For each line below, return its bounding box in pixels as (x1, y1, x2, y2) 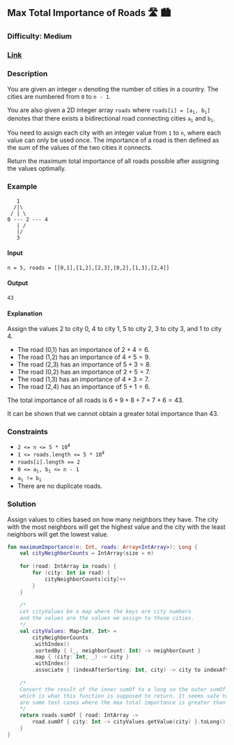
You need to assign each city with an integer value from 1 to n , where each (7, 129, 221, 137)
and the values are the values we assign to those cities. (19, 615, 195, 622)
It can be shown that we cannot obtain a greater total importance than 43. (7, 410, 219, 418)
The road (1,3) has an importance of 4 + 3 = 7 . (17, 375, 150, 383)
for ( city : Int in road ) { (32, 569, 111, 576)
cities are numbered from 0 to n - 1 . (7, 92, 111, 100)
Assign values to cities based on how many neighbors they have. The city (7, 515, 219, 523)
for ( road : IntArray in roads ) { (19, 563, 117, 570)
